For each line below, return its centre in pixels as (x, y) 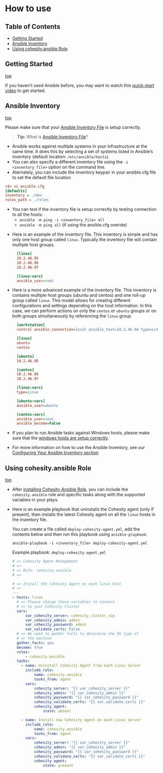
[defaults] (16, 191)
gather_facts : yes (35, 643)
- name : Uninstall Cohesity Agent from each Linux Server (81, 666)
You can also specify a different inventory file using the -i (70, 161)
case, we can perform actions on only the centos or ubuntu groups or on (84, 311)
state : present (58, 765)
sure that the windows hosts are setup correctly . (61, 438)
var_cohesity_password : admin (56, 625)
